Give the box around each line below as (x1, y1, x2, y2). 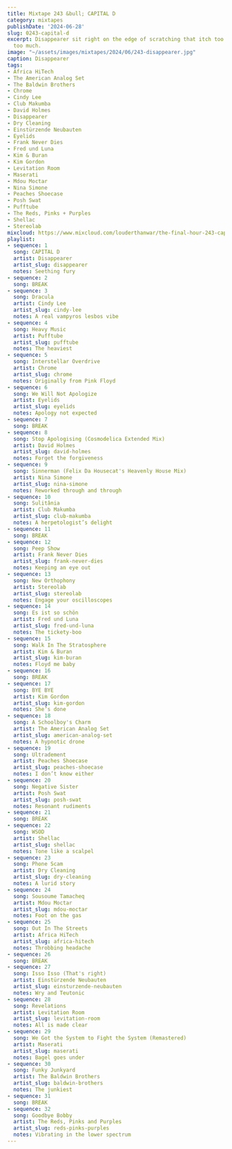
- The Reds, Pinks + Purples (7, 210, 91, 217)
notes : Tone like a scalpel (13, 848, 95, 854)
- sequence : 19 (7, 744, 51, 752)
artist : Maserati (13, 1041, 64, 1048)
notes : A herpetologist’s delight (13, 519, 113, 526)
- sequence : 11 (7, 525, 51, 532)
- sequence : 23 (7, 854, 51, 861)
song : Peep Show (13, 545, 60, 552)
